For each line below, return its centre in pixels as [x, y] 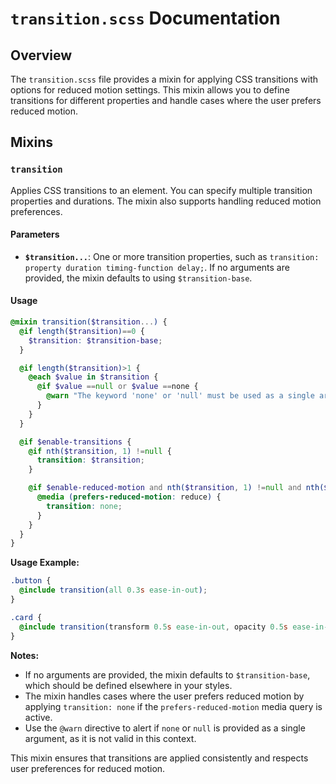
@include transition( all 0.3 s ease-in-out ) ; [113, 590]
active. [38, 717]
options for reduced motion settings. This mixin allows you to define [150, 90]
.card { [26, 617]
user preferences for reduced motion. [88, 768]
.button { [31, 581]
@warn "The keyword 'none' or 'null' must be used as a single [180, 396]
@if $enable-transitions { [75, 442]
